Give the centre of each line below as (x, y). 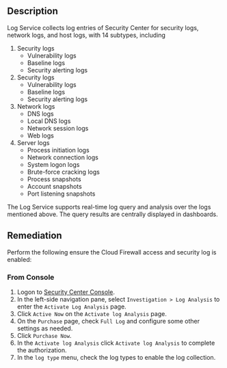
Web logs (41, 135)
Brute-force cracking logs (64, 172)
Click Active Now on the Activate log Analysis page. (92, 313)
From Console (31, 277)
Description (32, 11)
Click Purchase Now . (44, 335)
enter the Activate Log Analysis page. (71, 306)
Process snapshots (54, 179)
